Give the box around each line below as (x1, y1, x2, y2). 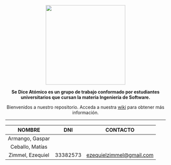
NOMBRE (17, 126, 41, 133)
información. (72, 109, 99, 116)
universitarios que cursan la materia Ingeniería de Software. (20, 94, 151, 100)
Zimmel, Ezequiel (8, 152, 49, 158)
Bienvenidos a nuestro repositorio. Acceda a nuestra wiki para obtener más (7, 104, 164, 110)
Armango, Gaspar (8, 135, 50, 142)
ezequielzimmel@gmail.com (86, 152, 154, 158)
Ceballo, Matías (10, 143, 47, 150)
